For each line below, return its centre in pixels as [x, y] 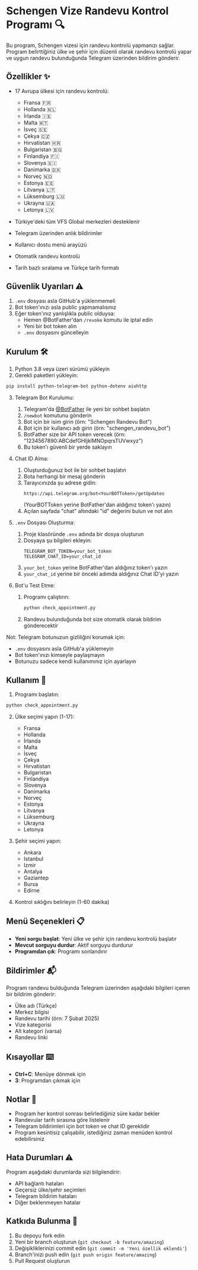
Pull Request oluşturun [42, 1260]
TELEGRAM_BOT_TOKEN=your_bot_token [67, 552]
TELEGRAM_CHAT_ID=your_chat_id [62, 557]
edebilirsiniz [29, 1139]
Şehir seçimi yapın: [38, 841]
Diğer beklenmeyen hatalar [48, 1202]
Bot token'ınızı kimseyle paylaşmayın [60, 655]
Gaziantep [36, 878]
